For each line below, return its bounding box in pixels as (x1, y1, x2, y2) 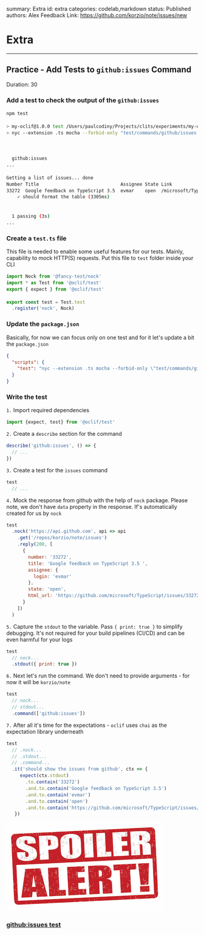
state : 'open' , (28, 586, 67, 592)
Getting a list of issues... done (6, 175, 94, 181)
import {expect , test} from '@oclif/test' (6, 419, 115, 425)
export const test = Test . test (6, 299, 86, 305)
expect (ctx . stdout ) (19, 772, 69, 779)
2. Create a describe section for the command (6, 430, 123, 438)
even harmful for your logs (6, 636, 73, 643)
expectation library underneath (6, 727, 84, 735)
